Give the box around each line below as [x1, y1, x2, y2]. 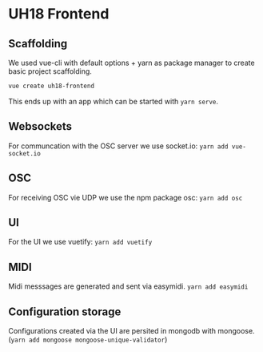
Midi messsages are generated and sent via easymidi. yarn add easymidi [8, 281, 249, 291]
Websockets [8, 119, 73, 133]
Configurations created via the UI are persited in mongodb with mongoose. [8, 326, 255, 335]
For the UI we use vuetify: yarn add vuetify [8, 237, 153, 247]
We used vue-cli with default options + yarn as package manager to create [8, 58, 255, 67]
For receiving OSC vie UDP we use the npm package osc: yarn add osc [8, 192, 243, 202]
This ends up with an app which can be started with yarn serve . [8, 96, 218, 106]
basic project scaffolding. [8, 67, 92, 76]
